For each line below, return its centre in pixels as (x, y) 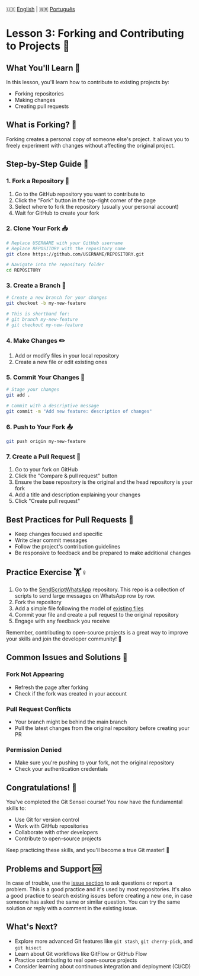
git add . (18, 395)
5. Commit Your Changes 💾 (45, 378)
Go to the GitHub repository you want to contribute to (80, 194)
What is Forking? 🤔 (41, 125)
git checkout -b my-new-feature (46, 303)
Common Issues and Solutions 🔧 (67, 657)
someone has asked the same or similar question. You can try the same (93, 902)
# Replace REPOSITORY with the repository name (66, 248)
